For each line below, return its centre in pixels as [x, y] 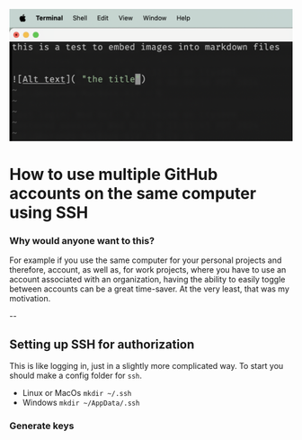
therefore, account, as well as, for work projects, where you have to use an [148, 270]
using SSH [49, 212]
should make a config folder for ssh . [75, 376]
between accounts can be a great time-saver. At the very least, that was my [150, 289]
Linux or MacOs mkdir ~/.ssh [77, 393]
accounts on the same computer [133, 193]
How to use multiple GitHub [114, 174]
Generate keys [42, 426]
